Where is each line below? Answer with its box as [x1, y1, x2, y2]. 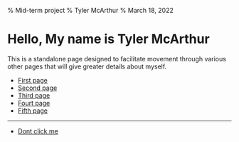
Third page [17, 91, 51, 99]
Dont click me [17, 126, 58, 135]
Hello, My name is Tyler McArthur [7, 31, 210, 47]
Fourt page [17, 98, 51, 107]
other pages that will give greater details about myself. [7, 62, 167, 71]
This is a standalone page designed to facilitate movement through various [7, 54, 226, 63]
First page [17, 76, 48, 84]
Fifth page [17, 106, 48, 115]
